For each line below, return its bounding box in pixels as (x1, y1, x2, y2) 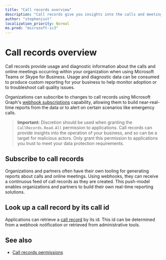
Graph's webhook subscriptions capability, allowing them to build (5, 100, 138, 105)
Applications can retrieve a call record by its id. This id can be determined (5, 216, 156, 222)
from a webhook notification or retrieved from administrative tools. (5, 221, 140, 228)
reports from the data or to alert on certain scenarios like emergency (15, 104, 155, 110)
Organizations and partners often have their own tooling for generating (5, 168, 149, 174)
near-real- (139, 100, 160, 105)
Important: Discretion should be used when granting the (17, 119, 132, 125)
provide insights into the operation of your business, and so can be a (17, 130, 157, 136)
